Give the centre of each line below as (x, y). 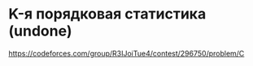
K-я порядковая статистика (107, 14)
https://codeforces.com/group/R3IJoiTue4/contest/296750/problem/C (126, 53)
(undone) (40, 31)
